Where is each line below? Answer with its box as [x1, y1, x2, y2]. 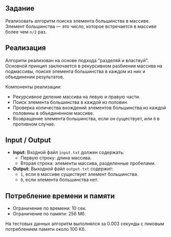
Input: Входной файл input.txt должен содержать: [12, 149, 124, 156]
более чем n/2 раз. [5, 28, 47, 35]
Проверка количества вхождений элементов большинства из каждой [12, 104, 166, 111]
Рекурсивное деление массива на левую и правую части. [12, 94, 141, 100]
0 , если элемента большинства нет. [20, 177, 99, 183]
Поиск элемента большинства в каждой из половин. [12, 99, 129, 105]
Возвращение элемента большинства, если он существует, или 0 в [12, 115, 160, 121]
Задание [5, 4, 35, 13]
